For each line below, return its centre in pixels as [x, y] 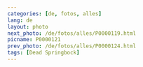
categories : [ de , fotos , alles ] [54, 14]
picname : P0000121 [34, 40]
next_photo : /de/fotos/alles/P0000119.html [72, 33]
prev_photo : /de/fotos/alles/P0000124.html [72, 46]
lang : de [20, 20]
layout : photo [28, 27]
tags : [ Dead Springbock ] [43, 53]
